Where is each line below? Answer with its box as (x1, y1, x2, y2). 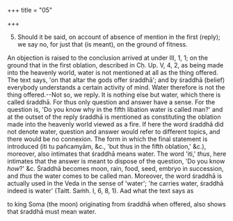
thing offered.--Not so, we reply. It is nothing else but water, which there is (7, 90, 221, 99)
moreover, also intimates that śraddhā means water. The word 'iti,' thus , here (7, 149, 227, 158)
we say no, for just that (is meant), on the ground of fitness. (17, 40, 188, 48)
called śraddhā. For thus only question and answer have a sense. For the (7, 98, 216, 106)
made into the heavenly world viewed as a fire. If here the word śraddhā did (7, 120, 224, 128)
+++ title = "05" (7, 6, 53, 14)
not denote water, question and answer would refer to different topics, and (7, 128, 220, 136)
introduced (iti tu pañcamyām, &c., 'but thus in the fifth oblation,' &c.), (7, 142, 207, 150)
